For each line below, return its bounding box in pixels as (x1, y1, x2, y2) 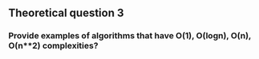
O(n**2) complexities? (8, 40, 99, 51)
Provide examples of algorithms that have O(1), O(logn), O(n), (8, 30, 252, 41)
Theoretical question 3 (8, 6, 124, 20)
